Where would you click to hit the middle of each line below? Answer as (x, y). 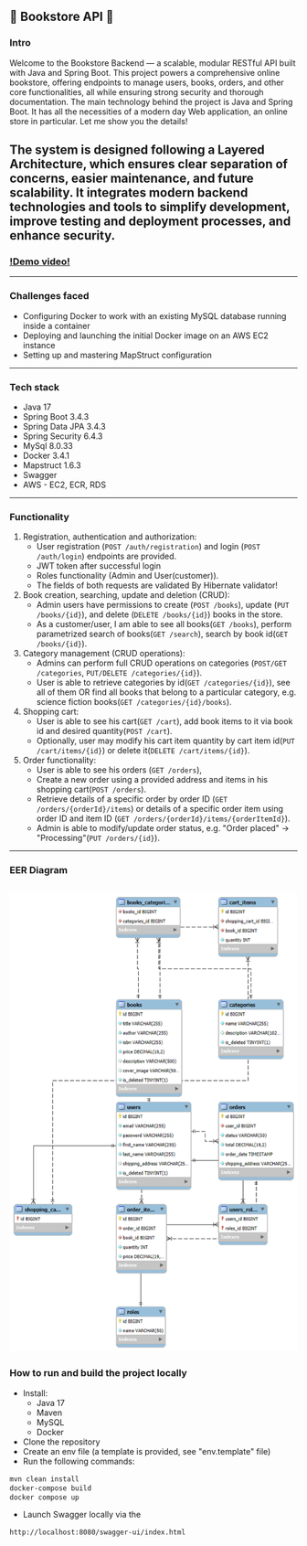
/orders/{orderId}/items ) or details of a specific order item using (160, 809)
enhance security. (63, 235)
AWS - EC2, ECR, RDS (64, 485)
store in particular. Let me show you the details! (99, 121)
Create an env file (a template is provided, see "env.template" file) (147, 1451)
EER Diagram (39, 870)
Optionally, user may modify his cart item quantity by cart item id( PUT (165, 741)
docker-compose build (51, 1488)
